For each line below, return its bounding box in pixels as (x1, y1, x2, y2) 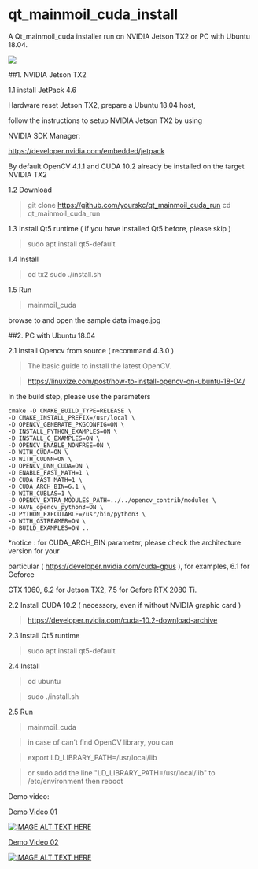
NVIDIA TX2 (8, 169, 47, 179)
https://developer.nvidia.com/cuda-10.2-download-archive (27, 616, 218, 625)
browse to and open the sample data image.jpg (8, 315, 161, 324)
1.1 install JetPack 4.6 (8, 85, 77, 94)
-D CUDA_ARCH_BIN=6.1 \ (8, 483, 87, 490)
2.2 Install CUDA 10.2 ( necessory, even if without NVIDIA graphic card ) (8, 600, 241, 609)
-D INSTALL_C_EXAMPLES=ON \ (8, 434, 101, 442)
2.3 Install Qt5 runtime (8, 630, 80, 640)
